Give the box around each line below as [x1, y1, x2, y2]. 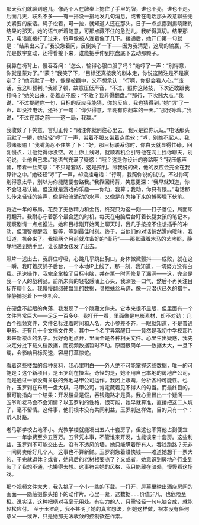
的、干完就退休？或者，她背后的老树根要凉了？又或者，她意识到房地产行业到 [6, 456, 193, 463]
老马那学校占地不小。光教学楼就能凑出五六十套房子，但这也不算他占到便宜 [6, 426, 188, 433]
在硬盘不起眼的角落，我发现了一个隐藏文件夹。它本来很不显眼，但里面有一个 [6, 305, 193, 312]
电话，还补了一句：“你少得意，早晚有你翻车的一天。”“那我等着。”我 [31, 107, 192, 114]
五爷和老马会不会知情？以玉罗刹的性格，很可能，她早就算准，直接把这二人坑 [6, 399, 193, 405]
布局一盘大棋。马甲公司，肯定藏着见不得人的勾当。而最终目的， [37, 384, 193, 391]
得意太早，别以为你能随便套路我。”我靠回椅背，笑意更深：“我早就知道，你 [11, 178, 190, 185]
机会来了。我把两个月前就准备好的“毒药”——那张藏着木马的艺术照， [21, 236, 188, 242]
